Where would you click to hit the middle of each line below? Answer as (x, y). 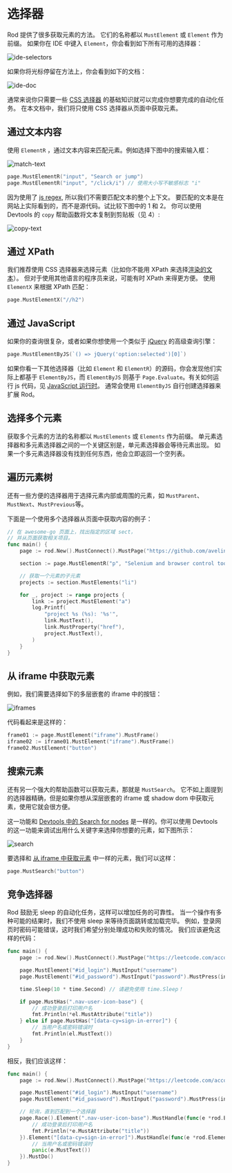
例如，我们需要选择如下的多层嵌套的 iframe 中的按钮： (85, 694)
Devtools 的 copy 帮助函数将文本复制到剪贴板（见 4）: (84, 214)
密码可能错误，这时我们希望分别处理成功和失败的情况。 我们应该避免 (117, 930)
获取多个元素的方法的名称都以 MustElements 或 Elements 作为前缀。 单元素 (112, 436)
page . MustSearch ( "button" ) (46, 871)
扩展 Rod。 (23, 394)
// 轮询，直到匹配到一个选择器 (58, 1112)
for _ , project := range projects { (72, 595)
